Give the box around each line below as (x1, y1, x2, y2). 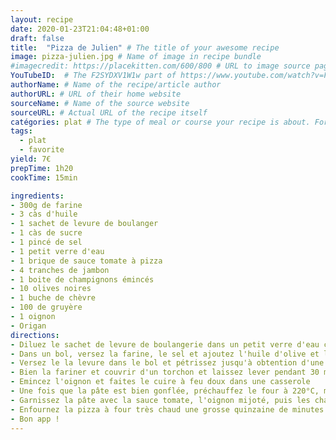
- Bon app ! (10, 414, 60, 424)
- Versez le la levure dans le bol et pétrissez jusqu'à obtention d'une (10, 358, 325, 368)
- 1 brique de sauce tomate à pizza (10, 256, 163, 266)
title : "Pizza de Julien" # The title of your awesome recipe (10, 42, 280, 53)
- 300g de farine (10, 200, 83, 210)
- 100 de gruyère (10, 302, 83, 313)
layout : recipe (10, 14, 74, 25)
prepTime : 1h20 (10, 163, 74, 173)
